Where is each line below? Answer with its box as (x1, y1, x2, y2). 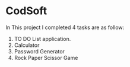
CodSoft (5, 4, 47, 18)
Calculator (14, 42, 40, 49)
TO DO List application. (14, 35, 71, 42)
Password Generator (14, 47, 65, 55)
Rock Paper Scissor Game (14, 54, 78, 61)
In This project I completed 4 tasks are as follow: (5, 24, 125, 31)
